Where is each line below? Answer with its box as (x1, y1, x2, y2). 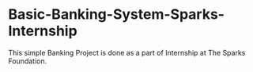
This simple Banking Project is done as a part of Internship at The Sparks (8, 48, 246, 57)
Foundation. (8, 56, 47, 66)
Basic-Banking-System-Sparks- (8, 5, 225, 23)
